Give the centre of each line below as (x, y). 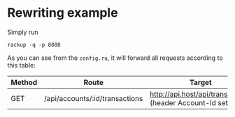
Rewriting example (63, 13)
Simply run (23, 32)
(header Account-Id (183, 102)
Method (24, 82)
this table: (22, 65)
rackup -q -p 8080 (34, 45)
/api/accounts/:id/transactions (94, 98)
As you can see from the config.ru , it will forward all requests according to (115, 58)
